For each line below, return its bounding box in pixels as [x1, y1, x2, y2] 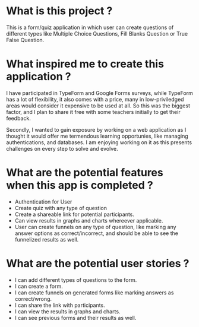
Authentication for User [14, 198, 72, 205]
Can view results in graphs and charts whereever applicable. [14, 217, 163, 224]
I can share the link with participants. [14, 301, 105, 309]
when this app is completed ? [6, 179, 153, 192]
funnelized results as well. [14, 236, 79, 243]
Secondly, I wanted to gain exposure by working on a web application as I [6, 126, 187, 133]
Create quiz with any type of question [14, 204, 107, 211]
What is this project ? [6, 4, 113, 18]
